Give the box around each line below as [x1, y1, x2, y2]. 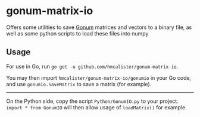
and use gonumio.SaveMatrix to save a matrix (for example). [6, 80, 152, 87]
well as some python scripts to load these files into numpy [6, 30, 149, 37]
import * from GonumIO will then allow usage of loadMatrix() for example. [6, 103, 187, 110]
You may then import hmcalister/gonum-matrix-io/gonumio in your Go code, [6, 74, 192, 81]
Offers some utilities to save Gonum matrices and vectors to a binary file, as [6, 24, 192, 31]
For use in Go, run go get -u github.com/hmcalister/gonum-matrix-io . [6, 63, 179, 70]
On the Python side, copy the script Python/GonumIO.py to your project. [6, 97, 179, 105]
